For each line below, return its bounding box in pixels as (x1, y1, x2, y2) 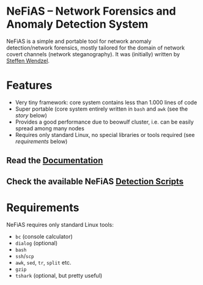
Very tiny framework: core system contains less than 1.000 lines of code (15, 98, 197, 106)
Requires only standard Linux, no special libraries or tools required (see (15, 131, 195, 138)
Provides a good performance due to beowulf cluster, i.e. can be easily (15, 118, 194, 125)
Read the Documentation (6, 155, 103, 166)
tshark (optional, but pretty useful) (15, 272, 103, 279)
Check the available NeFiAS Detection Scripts (6, 176, 184, 187)
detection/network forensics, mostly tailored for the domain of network (6, 44, 185, 51)
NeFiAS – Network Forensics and (6, 4, 176, 18)
